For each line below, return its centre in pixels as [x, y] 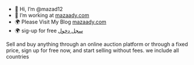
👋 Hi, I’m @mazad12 [39, 9]
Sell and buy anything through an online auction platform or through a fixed [97, 44]
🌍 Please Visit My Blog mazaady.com [61, 22]
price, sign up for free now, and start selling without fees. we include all [93, 50]
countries [18, 57]
